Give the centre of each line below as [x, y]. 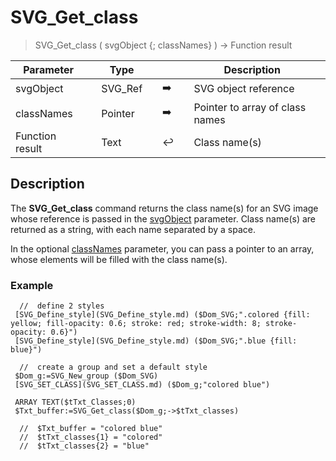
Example [32, 285]
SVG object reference [244, 89]
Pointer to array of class [250, 107]
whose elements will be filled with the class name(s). [119, 259]
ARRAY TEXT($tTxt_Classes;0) [75, 402]
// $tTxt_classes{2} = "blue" [84, 446]
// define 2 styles [62, 306]
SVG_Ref [122, 89]
